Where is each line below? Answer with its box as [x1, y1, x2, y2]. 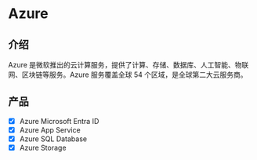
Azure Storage [19, 143, 67, 152]
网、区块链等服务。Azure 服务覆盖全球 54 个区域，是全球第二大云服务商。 [8, 70, 248, 79]
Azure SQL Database [19, 134, 88, 144]
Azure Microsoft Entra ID [19, 116, 100, 125]
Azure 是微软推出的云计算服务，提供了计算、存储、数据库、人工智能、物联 [8, 60, 249, 69]
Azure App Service [19, 125, 81, 134]
